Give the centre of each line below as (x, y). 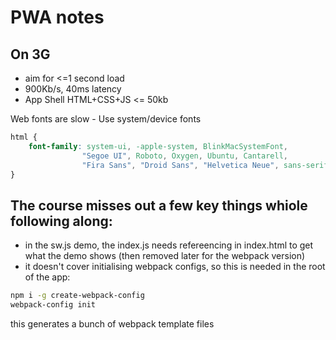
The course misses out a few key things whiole (159, 205)
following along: (61, 221)
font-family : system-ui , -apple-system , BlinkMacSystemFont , (158, 146)
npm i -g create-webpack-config (77, 296)
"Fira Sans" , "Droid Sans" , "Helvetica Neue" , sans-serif (205, 165)
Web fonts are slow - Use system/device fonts (106, 119)
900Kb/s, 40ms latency (73, 89)
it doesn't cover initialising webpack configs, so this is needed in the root (175, 267)
